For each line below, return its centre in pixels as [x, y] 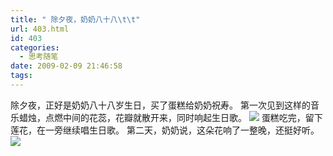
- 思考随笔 [39, 57]
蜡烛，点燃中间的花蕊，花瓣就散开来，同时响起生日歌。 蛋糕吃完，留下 [170, 117]
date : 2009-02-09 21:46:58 [66, 66]
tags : [21, 76]
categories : [35, 47]
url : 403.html [40, 29]
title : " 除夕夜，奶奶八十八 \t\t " [75, 19]
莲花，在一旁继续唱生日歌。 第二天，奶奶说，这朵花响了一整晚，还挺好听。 [165, 130]
